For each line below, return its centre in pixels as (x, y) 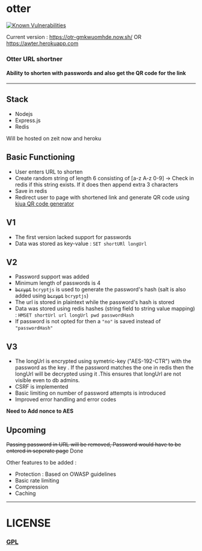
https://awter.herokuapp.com (42, 43)
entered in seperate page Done (45, 451)
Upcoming (26, 430)
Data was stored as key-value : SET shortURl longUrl (81, 243)
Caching (25, 493)
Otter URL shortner (35, 59)
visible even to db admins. (47, 380)
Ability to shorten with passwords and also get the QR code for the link (96, 73)
